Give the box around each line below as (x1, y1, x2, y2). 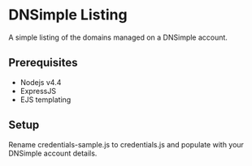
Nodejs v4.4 (20, 77, 62, 87)
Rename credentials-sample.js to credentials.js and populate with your (8, 139, 244, 149)
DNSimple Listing (8, 6, 128, 24)
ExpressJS (20, 86, 57, 96)
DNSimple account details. (8, 148, 98, 158)
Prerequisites (8, 56, 78, 70)
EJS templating (20, 95, 72, 104)
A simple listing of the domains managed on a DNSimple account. (8, 32, 228, 42)
